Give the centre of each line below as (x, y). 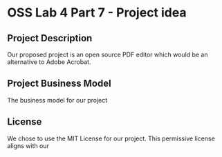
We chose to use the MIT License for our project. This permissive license (111, 138)
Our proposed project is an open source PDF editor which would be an (108, 54)
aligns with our (28, 145)
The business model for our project (57, 100)
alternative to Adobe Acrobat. (49, 62)
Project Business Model (59, 84)
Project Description (50, 38)
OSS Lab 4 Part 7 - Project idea (97, 13)
